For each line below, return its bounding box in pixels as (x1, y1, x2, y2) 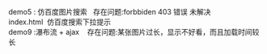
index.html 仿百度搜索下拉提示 (8, 17, 112, 27)
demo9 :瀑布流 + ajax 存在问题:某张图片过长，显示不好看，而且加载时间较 (8, 27, 260, 36)
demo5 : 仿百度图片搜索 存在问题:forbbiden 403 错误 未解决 (8, 7, 211, 16)
